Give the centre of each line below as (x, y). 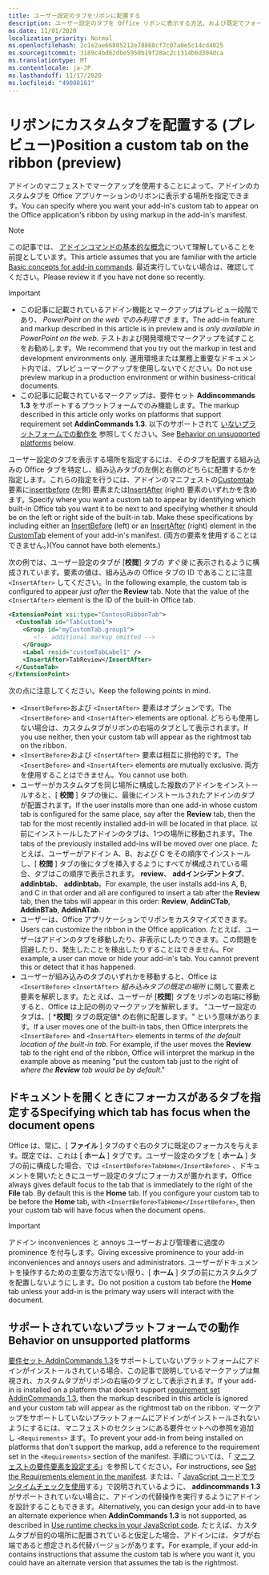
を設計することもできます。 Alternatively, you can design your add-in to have (134, 1506)
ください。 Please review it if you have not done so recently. (107, 277)
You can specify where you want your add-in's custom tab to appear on (140, 206)
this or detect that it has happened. (78, 967)
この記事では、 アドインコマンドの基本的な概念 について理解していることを (132, 247)
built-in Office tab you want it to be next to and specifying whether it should (133, 509)
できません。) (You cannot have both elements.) (85, 546)
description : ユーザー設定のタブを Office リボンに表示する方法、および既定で (126, 23)
